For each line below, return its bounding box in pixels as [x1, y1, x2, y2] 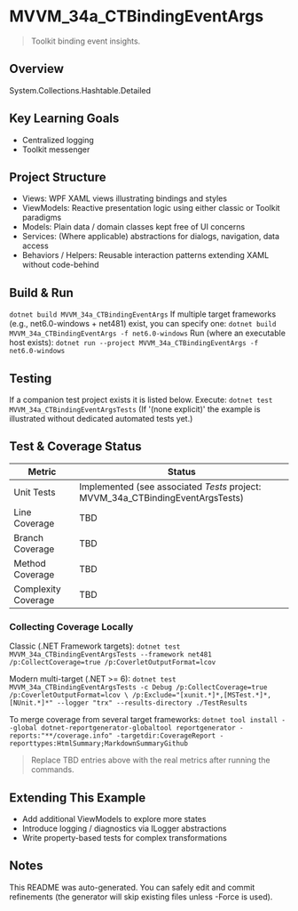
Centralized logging [21, 134, 95, 145]
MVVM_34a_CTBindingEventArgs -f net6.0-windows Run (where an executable [9, 327, 286, 339]
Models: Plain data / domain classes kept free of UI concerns [21, 222, 246, 232]
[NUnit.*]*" [9, 698, 53, 708]
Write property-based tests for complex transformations [21, 832, 228, 842]
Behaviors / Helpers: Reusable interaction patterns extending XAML [21, 250, 270, 261]
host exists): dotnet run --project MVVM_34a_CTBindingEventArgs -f [9, 337, 259, 348]
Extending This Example [9, 790, 146, 805]
